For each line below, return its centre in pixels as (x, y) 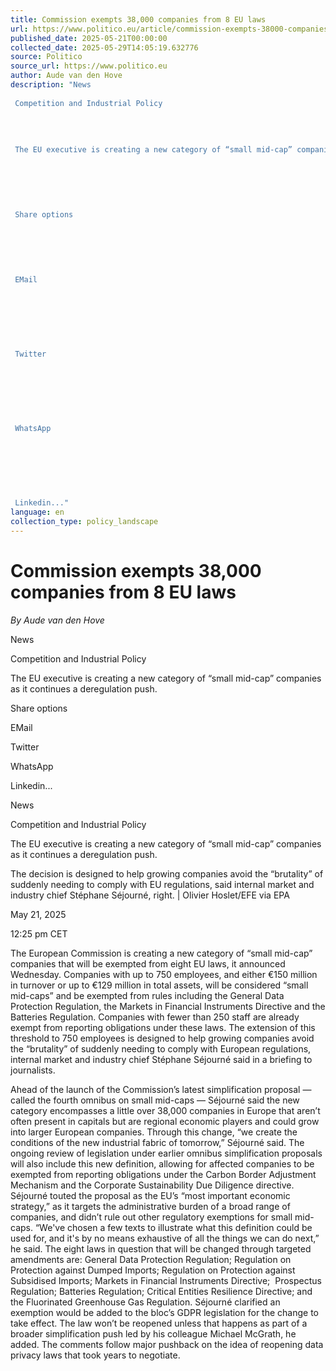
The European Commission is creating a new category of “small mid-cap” (161, 953)
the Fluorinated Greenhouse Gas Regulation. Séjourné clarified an (145, 1302)
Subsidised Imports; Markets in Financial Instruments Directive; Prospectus (166, 1280)
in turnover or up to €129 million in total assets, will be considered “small (159, 985)
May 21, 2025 (38, 914)
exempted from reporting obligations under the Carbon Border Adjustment (163, 1174)
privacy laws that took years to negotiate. (95, 1355)
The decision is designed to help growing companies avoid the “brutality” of (167, 873)
